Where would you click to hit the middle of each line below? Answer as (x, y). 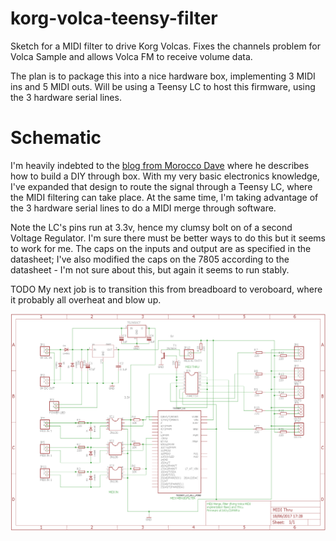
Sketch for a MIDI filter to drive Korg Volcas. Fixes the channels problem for (166, 46)
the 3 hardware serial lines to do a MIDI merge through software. (143, 208)
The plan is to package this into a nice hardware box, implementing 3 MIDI (163, 76)
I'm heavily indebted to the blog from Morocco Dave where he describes (160, 165)
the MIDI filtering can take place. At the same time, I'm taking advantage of (164, 197)
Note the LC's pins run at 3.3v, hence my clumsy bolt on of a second (151, 227)
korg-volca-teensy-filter (114, 18)
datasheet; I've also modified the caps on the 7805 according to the (150, 259)
